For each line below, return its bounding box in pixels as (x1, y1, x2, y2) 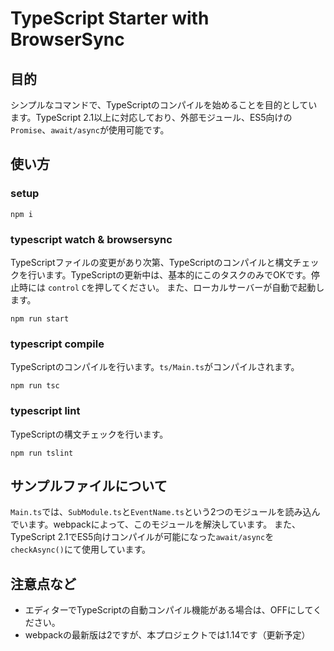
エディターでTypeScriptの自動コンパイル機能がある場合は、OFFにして (24, 604, 314, 616)
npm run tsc (10, 381, 60, 391)
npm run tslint (10, 448, 74, 458)
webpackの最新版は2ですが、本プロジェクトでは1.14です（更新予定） (24, 629, 311, 641)
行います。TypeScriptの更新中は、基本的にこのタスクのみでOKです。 (27, 268, 312, 281)
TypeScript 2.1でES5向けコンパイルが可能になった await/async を (10, 531, 275, 543)
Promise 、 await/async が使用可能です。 (10, 124, 170, 136)
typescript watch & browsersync (10, 232, 173, 246)
